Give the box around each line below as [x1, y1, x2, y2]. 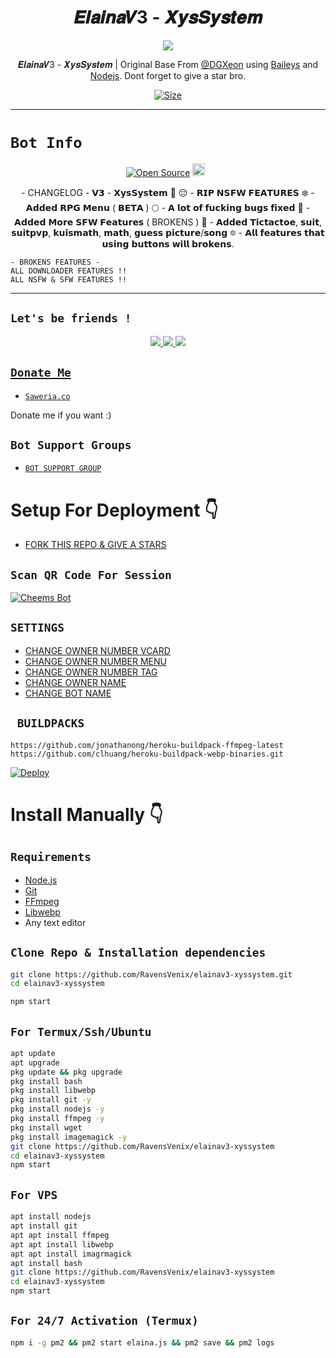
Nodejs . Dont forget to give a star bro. [89, 69, 247, 81]
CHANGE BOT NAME [24, 687, 112, 699]
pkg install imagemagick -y [10, 1132, 128, 1142]
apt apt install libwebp [10, 1239, 114, 1250]
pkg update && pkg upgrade [10, 1067, 123, 1077]
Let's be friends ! [10, 311, 132, 326]
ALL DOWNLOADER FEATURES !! [10, 266, 128, 276]
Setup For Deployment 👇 [10, 499, 219, 521]
